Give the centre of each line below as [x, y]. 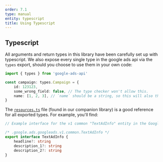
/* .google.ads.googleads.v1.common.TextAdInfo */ [57, 132]
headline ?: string [32, 141]
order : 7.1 [16, 9]
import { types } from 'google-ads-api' [47, 74]
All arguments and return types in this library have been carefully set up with [81, 54]
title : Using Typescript [30, 23]
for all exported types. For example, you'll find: [52, 115]
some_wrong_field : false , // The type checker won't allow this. [81, 91]
